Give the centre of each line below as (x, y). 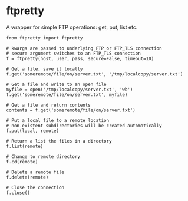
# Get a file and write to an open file (57, 84)
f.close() (18, 193)
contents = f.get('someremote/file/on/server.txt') (71, 110)
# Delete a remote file (35, 172)
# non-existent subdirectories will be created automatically (84, 126)
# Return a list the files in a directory (59, 141)
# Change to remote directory (43, 156)
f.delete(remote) (27, 177)
